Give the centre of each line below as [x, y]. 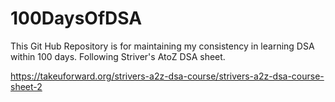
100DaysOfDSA [76, 18]
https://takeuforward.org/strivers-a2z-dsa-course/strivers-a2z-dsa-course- [167, 76]
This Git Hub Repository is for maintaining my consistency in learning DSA [162, 46]
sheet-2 [26, 86]
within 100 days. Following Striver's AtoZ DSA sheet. [118, 56]
